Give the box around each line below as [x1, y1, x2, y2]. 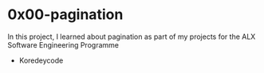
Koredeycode [18, 56, 64, 65]
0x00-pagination [7, 6, 124, 24]
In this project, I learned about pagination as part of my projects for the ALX [7, 32, 256, 41]
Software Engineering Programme [7, 40, 119, 49]
